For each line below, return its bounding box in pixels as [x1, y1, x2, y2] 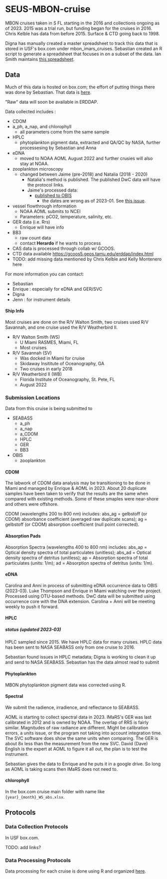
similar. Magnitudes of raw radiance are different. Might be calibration [5, 724, 149, 730]
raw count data [19, 234, 51, 240]
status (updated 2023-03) [5, 627, 61, 633]
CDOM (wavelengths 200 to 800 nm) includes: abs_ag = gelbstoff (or [5, 511, 148, 517]
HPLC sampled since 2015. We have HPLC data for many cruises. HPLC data [5, 639, 162, 645]
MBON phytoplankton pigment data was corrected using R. [5, 682, 126, 688]
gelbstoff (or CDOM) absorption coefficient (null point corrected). [5, 521, 140, 527]
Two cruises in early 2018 [19, 366, 73, 372]
